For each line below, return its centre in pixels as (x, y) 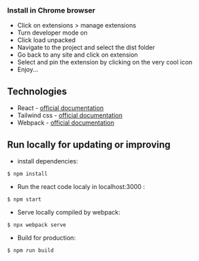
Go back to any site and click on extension (77, 55)
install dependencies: (47, 161)
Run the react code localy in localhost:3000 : (81, 186)
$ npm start (24, 199)
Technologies (37, 91)
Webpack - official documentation (66, 123)
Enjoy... (28, 70)
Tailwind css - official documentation (70, 116)
